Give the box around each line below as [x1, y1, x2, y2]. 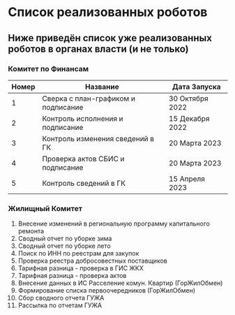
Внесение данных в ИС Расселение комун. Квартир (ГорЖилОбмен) [17, 279, 223, 287]
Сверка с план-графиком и [42, 94, 135, 103]
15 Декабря [168, 113, 210, 123]
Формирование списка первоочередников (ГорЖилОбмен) [17, 286, 196, 295]
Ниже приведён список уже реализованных [8, 32, 212, 44]
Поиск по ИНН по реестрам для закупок [17, 249, 139, 258]
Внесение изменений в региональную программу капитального [17, 219, 210, 228]
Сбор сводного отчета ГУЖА [17, 294, 105, 302]
